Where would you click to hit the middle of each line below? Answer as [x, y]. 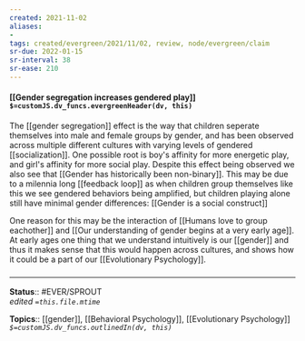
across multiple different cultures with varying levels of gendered [131, 145]
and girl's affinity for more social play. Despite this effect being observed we [152, 165]
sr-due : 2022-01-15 [46, 52]
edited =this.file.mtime [55, 302]
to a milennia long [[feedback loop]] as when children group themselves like [151, 184]
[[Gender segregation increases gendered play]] [103, 97]
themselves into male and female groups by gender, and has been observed [152, 135]
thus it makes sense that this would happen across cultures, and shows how [152, 250]
